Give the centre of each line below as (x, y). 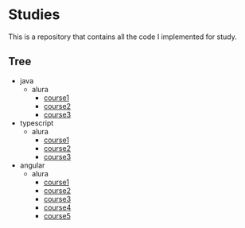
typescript (37, 123)
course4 (57, 207)
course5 (57, 215)
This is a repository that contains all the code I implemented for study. (122, 37)
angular (32, 165)
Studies (34, 15)
